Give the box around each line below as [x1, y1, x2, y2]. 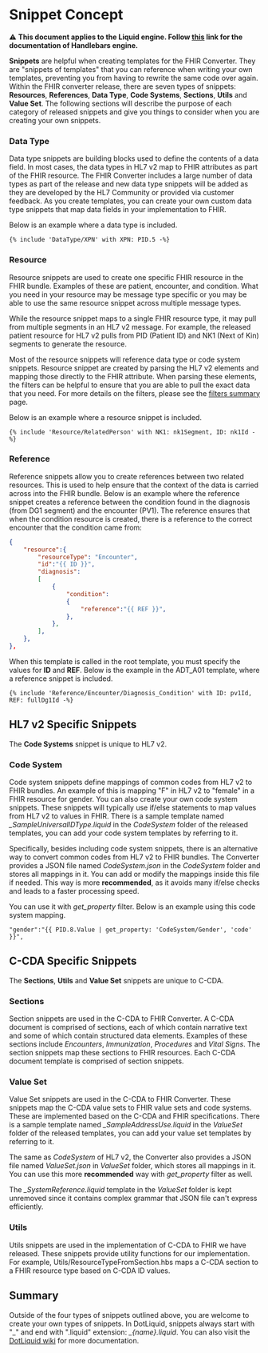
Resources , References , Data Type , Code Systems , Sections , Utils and [9, 90, 248, 99]
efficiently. [9, 1202, 44, 1211]
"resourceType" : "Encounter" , [37, 553, 138, 561]
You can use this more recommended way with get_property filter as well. [9, 1170, 254, 1179]
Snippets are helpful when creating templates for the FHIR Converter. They [9, 56, 256, 66]
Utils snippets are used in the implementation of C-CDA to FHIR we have [9, 1240, 246, 1250]
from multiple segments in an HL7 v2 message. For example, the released [9, 322, 251, 331]
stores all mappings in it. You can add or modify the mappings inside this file [9, 870, 260, 879]
